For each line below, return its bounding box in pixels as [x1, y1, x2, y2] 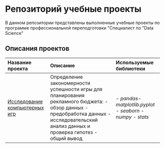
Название [7, 59, 32, 66]
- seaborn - [115, 107, 144, 114]
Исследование [7, 98, 43, 105]
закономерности [50, 80, 91, 87]
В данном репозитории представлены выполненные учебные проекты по [5, 20, 160, 26]
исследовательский [50, 117, 98, 123]
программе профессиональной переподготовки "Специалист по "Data [5, 25, 154, 30]
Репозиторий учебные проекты [5, 3, 141, 15]
